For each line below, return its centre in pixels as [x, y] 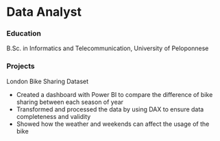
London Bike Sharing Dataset [48, 81]
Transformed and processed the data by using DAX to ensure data [110, 109]
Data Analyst [44, 12]
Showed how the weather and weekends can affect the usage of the [113, 124]
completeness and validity [53, 116]
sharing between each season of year [70, 102]
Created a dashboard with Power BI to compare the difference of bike [114, 94]
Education [24, 34]
